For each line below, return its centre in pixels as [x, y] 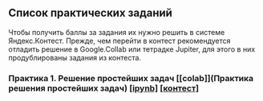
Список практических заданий [90, 13]
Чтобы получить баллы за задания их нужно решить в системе [117, 32]
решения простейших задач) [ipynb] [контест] [103, 88]
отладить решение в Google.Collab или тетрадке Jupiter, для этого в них [132, 49]
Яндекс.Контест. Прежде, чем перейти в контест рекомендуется [119, 41]
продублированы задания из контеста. [75, 57]
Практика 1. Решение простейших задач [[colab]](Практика [131, 78]
